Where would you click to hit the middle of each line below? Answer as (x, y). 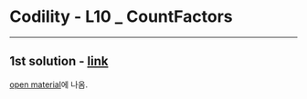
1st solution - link (59, 61)
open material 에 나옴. (49, 84)
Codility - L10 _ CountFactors (121, 17)
